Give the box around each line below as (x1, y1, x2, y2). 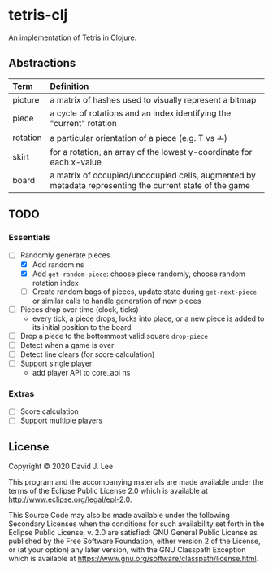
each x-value (50, 156, 102, 168)
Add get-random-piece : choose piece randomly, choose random (32, 269, 246, 279)
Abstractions (8, 56, 76, 70)
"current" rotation (50, 117, 118, 129)
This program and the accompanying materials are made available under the (8, 477, 264, 487)
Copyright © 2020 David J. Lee (8, 462, 114, 472)
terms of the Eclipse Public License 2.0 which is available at (8, 486, 209, 496)
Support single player (19, 358, 93, 368)
